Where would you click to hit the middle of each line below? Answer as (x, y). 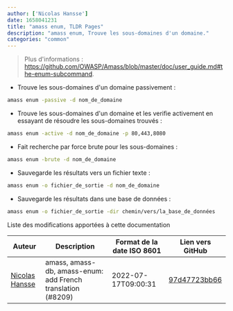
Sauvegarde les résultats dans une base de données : (94, 199)
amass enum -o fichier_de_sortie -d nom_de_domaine (83, 185)
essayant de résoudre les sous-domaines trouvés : (89, 121)
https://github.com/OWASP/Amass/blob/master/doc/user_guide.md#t (123, 67)
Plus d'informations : (53, 59)
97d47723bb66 (196, 280)
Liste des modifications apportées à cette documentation (89, 225)
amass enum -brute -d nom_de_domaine (62, 159)
